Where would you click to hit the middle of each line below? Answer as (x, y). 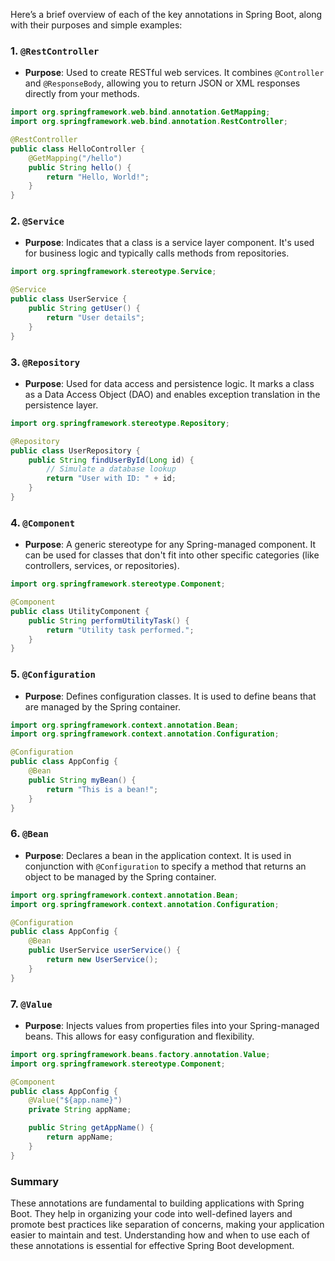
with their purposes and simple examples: (96, 25)
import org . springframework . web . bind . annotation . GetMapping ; (140, 112)
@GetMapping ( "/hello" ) (75, 158)
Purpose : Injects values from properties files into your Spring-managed (172, 1025)
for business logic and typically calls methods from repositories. (157, 253)
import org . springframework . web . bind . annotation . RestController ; (149, 122)
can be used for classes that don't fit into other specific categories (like (172, 555)
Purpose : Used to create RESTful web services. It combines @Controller (174, 73)
